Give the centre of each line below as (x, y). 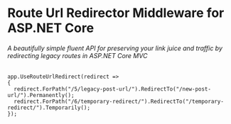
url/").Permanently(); (41, 96)
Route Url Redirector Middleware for (116, 13)
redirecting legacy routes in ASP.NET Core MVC (77, 55)
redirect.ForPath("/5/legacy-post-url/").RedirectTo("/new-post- (113, 89)
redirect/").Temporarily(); (49, 108)
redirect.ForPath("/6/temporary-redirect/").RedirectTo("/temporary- (119, 102)
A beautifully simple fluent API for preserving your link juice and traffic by (115, 48)
